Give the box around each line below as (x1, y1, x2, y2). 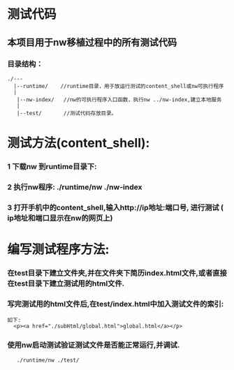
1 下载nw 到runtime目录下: (7, 161, 97, 171)
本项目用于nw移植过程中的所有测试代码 (7, 36, 177, 48)
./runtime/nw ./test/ (16, 357, 80, 364)
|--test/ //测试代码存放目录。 (16, 110, 117, 117)
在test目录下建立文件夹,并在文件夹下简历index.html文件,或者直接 (7, 268, 227, 278)
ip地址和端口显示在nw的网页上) (7, 213, 113, 223)
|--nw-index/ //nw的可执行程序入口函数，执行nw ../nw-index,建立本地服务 (16, 96, 222, 103)
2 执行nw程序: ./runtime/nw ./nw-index (7, 182, 142, 192)
